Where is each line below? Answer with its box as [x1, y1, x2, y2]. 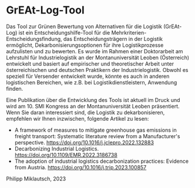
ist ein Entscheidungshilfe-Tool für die [18, 29, 110, 36]
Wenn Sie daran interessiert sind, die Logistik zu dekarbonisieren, [6, 109, 165, 116]
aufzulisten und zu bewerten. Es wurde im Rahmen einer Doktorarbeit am [6, 47, 183, 54]
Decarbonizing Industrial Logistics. [14, 145, 99, 152]
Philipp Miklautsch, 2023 [6, 175, 66, 182]
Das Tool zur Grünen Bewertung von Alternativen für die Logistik [6, 23, 163, 30]
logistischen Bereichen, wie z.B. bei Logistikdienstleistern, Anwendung [6, 78, 177, 86]
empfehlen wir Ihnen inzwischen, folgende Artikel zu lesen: [6, 115, 149, 122]
